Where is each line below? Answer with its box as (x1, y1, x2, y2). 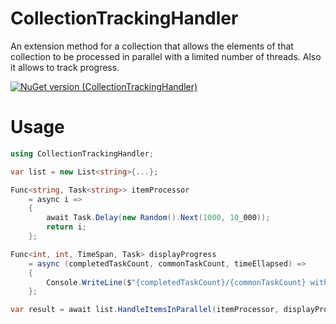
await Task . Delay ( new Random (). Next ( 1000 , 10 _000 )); (46, 213, 271, 223)
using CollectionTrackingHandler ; (10, 148, 155, 159)
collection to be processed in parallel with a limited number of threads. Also (10, 50, 322, 62)
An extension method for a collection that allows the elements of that (10, 40, 294, 52)
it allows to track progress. (10, 61, 120, 73)
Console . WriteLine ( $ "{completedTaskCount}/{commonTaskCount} (46, 277, 307, 287)
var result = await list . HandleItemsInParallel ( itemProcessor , (10, 305, 280, 315)
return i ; (46, 222, 87, 232)
